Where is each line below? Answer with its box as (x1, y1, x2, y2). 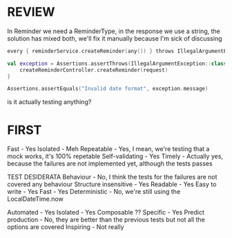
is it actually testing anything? (7, 98, 92, 106)
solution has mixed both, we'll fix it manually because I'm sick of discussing (7, 34, 222, 42)
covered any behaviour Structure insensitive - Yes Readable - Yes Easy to (7, 180, 217, 188)
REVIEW (7, 4, 55, 20)
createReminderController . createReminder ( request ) (19, 66, 168, 73)
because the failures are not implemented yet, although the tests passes (7, 159, 213, 168)
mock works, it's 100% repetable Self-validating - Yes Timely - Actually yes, (7, 152, 223, 161)
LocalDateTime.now (7, 195, 64, 204)
